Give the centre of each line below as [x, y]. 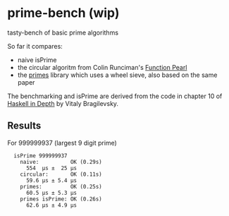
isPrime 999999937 [41, 156]
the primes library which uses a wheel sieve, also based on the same [117, 75]
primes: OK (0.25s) [61, 186]
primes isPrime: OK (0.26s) [61, 199]
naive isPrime [37, 60]
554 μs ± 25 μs [51, 168]
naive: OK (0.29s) [61, 162]
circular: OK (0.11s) [61, 174]
